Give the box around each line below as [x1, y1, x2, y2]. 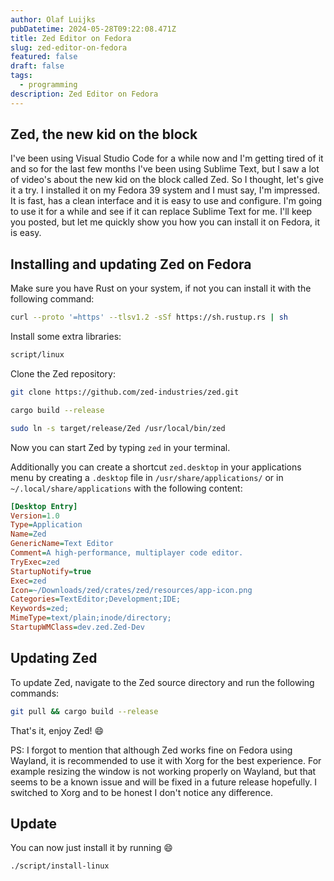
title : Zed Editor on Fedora [10, 33, 132, 43]
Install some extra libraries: [10, 331, 122, 343]
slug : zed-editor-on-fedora [10, 42, 128, 53]
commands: [10, 687, 60, 699]
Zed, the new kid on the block [10, 126, 198, 143]
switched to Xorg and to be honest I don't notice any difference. [10, 786, 273, 798]
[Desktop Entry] [10, 501, 78, 511]
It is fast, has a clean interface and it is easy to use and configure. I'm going [10, 195, 323, 207]
